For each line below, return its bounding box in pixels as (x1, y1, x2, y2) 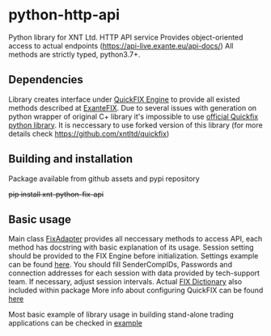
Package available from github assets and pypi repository (8, 174, 200, 183)
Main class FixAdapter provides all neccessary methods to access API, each (8, 234, 263, 244)
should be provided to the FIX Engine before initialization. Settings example (8, 251, 259, 261)
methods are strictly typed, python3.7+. (8, 49, 141, 59)
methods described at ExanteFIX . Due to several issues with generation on (8, 103, 257, 112)
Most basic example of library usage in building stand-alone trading (8, 309, 235, 320)
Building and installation (8, 152, 133, 166)
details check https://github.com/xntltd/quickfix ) (8, 128, 170, 138)
